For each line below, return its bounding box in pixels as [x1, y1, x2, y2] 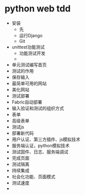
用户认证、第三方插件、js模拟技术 [11, 136, 81, 142]
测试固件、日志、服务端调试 [11, 149, 69, 155]
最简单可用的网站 [11, 80, 47, 86]
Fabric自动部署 [11, 99, 42, 105]
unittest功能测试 [11, 44, 45, 50]
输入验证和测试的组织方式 [11, 105, 64, 111]
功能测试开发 [19, 50, 45, 56]
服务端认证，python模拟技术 [11, 142, 70, 148]
